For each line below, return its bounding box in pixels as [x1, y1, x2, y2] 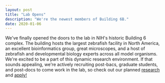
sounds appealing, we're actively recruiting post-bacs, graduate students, [5, 61, 158, 67]
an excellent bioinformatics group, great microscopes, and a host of [5, 45, 145, 51]
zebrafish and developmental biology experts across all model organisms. [5, 51, 158, 57]
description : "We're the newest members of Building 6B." [5, 16, 129, 21]
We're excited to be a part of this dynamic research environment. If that [5, 56, 153, 62]
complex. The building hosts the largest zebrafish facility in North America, [5, 40, 160, 46]
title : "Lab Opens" [5, 12, 46, 17]
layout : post [5, 7, 33, 12]
